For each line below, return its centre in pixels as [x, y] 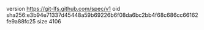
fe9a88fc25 [21, 21]
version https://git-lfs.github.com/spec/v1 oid [63, 9]
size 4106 [49, 21]
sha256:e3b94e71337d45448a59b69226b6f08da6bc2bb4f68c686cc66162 [102, 15]
